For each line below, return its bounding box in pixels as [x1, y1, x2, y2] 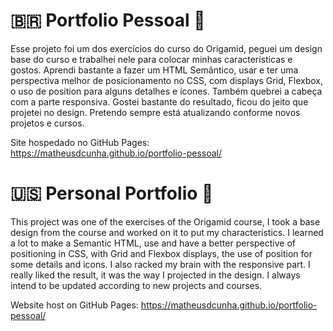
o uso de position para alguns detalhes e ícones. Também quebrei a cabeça [10, 85, 323, 97]
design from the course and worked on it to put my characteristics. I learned [10, 226, 324, 238]
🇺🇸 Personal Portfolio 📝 [10, 182, 214, 205]
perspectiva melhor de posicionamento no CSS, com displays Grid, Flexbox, [10, 74, 323, 86]
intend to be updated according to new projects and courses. [10, 279, 263, 291]
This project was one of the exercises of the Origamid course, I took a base [10, 215, 321, 228]
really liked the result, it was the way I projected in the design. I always [10, 269, 301, 281]
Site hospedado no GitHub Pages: [10, 136, 150, 148]
